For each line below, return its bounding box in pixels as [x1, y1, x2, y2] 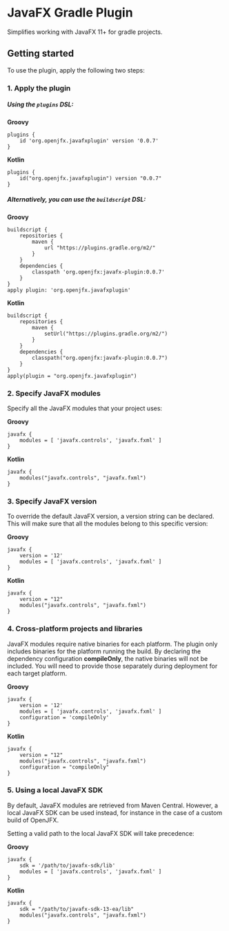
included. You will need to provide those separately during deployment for [7, 662, 218, 670]
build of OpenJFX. [7, 816, 59, 824]
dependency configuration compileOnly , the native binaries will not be [7, 654, 208, 662]
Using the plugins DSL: [7, 100, 74, 108]
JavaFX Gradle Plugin [7, 5, 133, 21]
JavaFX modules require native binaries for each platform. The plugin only [7, 640, 218, 648]
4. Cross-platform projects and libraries [7, 624, 143, 633]
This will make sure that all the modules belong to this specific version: [7, 519, 208, 528]
